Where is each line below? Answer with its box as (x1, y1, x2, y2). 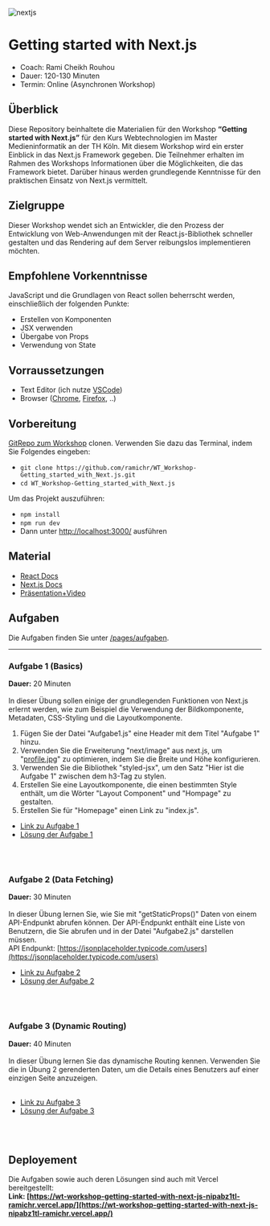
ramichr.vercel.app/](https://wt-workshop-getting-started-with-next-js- (8, 1200, 259, 1210)
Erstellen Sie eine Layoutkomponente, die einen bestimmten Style (19, 779, 237, 789)
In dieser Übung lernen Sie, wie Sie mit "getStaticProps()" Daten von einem (8, 910, 257, 919)
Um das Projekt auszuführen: (8, 493, 105, 503)
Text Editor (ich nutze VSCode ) (19, 385, 123, 394)
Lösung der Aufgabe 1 (19, 829, 94, 839)
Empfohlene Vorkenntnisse (8, 269, 148, 283)
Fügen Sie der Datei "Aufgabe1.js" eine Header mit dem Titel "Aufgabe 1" (19, 729, 260, 738)
